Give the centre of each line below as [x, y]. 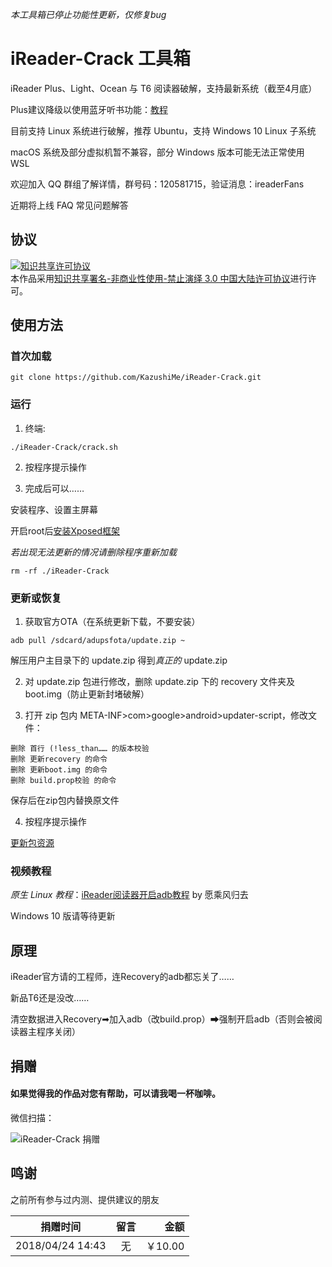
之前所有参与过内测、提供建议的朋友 [85, 1199]
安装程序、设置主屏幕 [54, 509]
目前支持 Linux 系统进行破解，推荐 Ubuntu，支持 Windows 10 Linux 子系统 [163, 130]
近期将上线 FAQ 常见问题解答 [69, 205]
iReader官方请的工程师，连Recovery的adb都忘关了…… [122, 977]
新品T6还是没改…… [50, 998]
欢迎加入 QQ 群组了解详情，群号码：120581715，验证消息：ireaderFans [157, 184]
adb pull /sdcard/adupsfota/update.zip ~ [98, 641]
